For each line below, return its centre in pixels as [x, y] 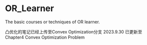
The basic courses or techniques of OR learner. [53, 22]
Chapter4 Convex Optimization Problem [45, 37]
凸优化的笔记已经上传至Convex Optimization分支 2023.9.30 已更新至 [74, 31]
